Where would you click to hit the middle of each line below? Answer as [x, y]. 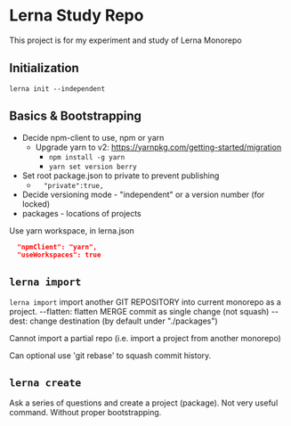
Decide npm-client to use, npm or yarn [93, 137]
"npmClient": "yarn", [57, 247]
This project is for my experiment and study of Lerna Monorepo [125, 40]
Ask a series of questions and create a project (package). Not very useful [144, 403]
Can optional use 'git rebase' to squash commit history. [110, 356]
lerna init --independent [57, 89]
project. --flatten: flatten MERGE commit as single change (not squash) [139, 312]
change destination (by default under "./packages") [124, 321]
